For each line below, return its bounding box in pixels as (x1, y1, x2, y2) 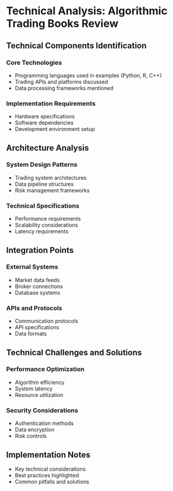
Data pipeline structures (14, 180, 74, 187)
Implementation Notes (6, 449, 91, 459)
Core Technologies (6, 58, 62, 67)
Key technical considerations (14, 465, 86, 473)
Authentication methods (14, 420, 74, 427)
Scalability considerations (14, 221, 78, 229)
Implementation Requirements (6, 99, 96, 108)
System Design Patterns (6, 161, 78, 169)
